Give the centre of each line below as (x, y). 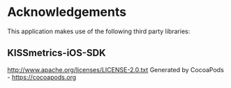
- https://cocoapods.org (42, 77)
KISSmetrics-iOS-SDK (57, 53)
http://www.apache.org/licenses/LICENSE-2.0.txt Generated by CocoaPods (116, 69)
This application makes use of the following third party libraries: (99, 31)
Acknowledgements (67, 12)
